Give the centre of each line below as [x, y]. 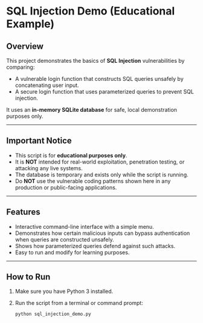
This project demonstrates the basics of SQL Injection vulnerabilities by [95, 61]
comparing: [21, 67]
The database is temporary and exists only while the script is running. [101, 174]
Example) [31, 24]
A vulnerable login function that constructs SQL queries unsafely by [99, 79]
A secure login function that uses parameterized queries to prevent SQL [105, 91]
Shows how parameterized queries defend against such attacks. [95, 246]
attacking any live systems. [49, 168]
